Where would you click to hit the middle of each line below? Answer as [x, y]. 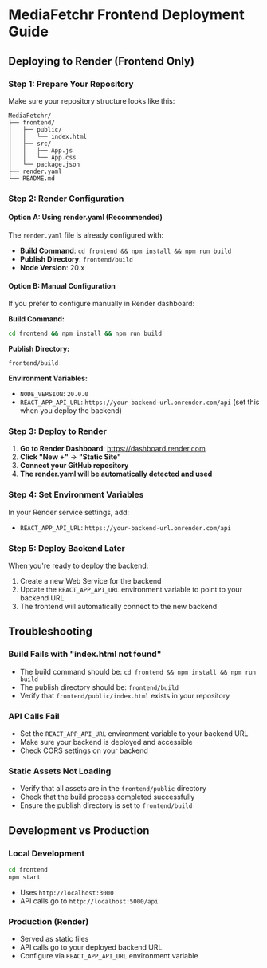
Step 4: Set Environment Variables [76, 494]
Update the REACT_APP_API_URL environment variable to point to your [131, 589]
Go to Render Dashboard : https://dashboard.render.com [112, 449]
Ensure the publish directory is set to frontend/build [106, 805]
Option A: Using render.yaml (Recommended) [86, 218]
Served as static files [54, 938]
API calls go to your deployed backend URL [91, 947]
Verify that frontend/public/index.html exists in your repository [125, 695]
